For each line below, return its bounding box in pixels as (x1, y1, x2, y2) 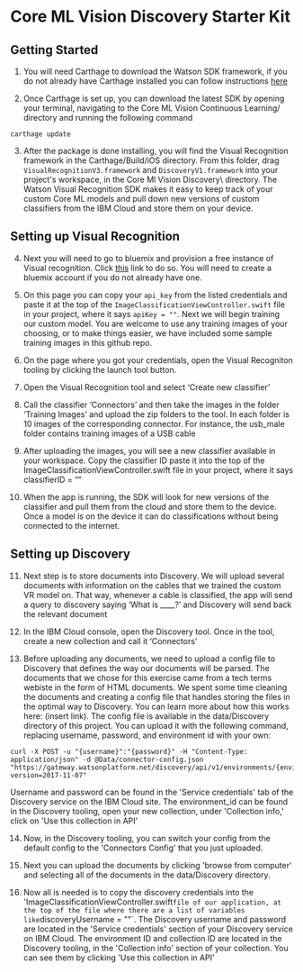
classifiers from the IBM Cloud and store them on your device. (22, 203, 254, 213)
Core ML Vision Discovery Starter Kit (10, 6, 291, 27)
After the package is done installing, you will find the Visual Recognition (22, 146, 289, 156)
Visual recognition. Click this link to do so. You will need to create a (22, 262, 272, 273)
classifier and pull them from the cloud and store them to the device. (22, 501, 277, 512)
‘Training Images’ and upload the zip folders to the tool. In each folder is (22, 408, 290, 420)
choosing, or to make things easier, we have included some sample (22, 327, 272, 339)
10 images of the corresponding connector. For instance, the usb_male (22, 418, 286, 429)
